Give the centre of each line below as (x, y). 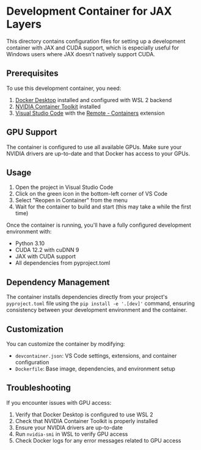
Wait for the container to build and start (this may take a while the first (103, 207)
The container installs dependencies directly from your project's (87, 297)
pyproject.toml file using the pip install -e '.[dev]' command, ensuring (100, 303)
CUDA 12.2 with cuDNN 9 (47, 250)
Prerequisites (32, 74)
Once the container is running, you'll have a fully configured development (99, 225)
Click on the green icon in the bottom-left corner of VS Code (91, 194)
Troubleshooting (39, 388)
